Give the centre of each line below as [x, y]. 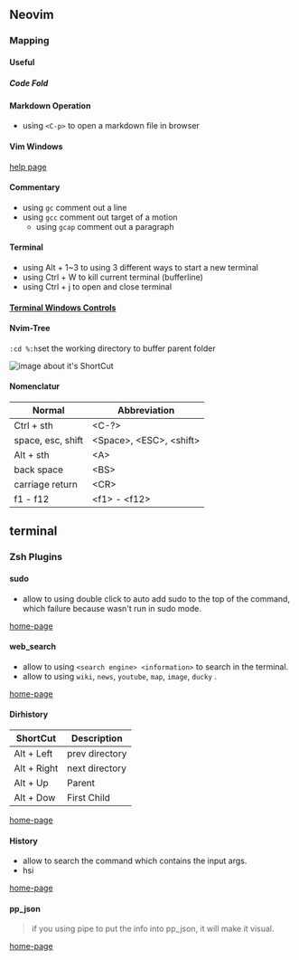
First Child [89, 798]
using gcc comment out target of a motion [100, 217]
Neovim [32, 15]
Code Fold [29, 83]
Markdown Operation [50, 105]
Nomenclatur [35, 386]
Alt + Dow [35, 798]
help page [28, 166]
